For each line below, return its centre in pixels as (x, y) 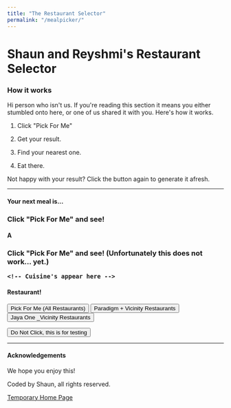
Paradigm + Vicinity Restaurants (135, 308)
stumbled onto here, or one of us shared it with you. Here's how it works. (110, 112)
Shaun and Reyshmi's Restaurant (104, 54)
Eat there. (31, 165)
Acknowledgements (37, 356)
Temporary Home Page (40, 397)
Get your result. (39, 139)
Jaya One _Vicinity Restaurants (51, 317)
